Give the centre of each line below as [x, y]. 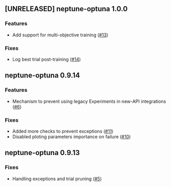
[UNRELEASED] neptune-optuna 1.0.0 [66, 9]
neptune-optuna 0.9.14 [42, 75]
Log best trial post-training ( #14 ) [46, 59]
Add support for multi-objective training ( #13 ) [60, 35]
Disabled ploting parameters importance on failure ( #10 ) [71, 137]
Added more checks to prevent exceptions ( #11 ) [63, 131]
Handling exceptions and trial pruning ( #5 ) [57, 179]
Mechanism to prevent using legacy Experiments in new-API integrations [89, 101]
